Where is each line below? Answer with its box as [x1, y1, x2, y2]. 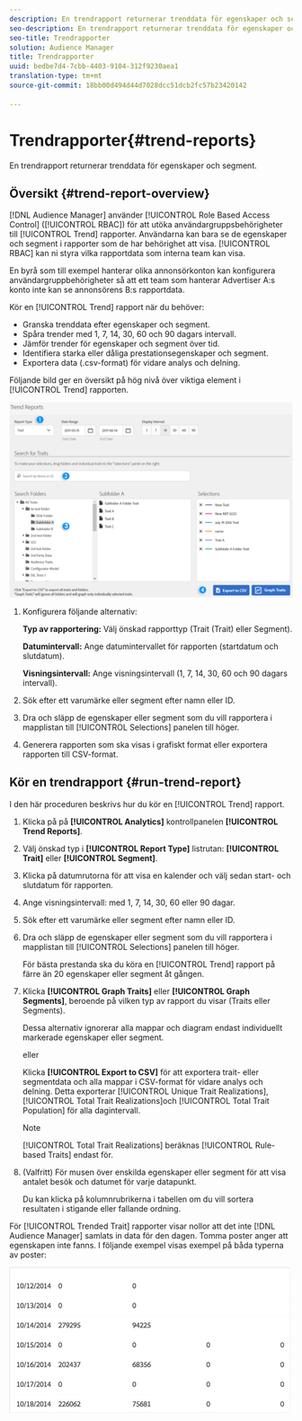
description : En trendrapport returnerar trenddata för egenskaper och [9, 14, 283, 23]
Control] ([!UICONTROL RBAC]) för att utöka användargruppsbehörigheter [9, 219, 283, 230]
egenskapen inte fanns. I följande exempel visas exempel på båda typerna [9, 1239, 285, 1250]
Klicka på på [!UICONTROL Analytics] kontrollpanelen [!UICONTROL [22, 816, 279, 827]
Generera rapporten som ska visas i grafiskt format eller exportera [22, 739, 268, 750]
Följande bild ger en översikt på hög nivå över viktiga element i [9, 375, 241, 386]
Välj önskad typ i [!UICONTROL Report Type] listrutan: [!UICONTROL [22, 843, 280, 854]
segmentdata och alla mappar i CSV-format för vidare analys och [22, 1076, 263, 1087]
